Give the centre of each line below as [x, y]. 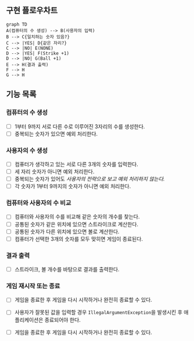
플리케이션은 [29, 320]
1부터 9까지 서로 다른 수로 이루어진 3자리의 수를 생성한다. [80, 126]
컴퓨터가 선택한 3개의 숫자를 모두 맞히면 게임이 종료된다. [79, 238]
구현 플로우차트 [32, 11]
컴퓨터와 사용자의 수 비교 [39, 203]
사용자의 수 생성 [27, 150]
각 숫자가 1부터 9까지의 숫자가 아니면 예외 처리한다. [73, 186]
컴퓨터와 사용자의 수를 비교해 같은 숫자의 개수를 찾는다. [77, 217]
